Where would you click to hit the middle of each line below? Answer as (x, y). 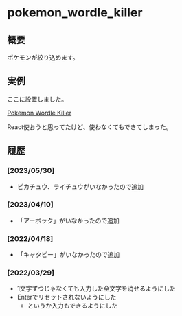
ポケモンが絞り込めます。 (43, 57)
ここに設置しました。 (37, 99)
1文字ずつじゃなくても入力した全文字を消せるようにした (96, 289)
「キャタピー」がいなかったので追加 (68, 255)
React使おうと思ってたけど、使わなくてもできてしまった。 (90, 127)
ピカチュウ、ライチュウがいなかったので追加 (80, 186)
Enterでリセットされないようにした (67, 297)
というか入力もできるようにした (72, 306)
